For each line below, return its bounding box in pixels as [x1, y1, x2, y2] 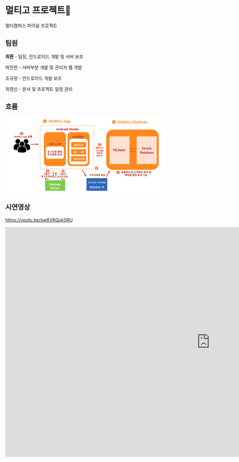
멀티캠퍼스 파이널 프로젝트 [5, 22, 58, 29]
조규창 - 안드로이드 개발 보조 [5, 75, 62, 81]
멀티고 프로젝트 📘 [5, 5, 71, 16]
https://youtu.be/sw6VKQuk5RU [5, 216, 73, 223]
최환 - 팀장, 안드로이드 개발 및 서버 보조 [5, 53, 84, 59]
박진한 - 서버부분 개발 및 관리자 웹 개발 [5, 64, 83, 70]
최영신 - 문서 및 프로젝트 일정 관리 [5, 86, 73, 92]
